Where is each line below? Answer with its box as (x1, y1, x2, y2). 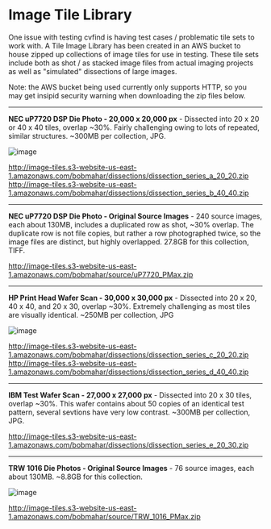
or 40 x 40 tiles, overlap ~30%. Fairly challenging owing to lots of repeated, (8, 123, 260, 132)
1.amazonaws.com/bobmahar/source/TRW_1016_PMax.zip (8, 511, 201, 521)
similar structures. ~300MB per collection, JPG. (8, 131, 167, 140)
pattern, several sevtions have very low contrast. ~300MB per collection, (8, 407, 251, 417)
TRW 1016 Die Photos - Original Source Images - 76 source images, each (8, 463, 255, 473)
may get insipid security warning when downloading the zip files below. (8, 90, 246, 100)
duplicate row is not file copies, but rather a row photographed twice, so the (8, 228, 261, 238)
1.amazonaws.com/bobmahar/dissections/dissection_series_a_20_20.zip (8, 171, 249, 181)
